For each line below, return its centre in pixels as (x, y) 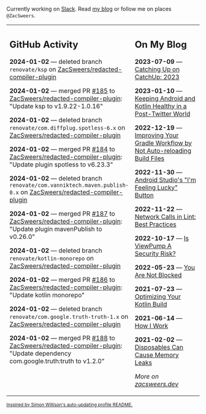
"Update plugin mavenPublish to (56, 228)
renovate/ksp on (33, 69)
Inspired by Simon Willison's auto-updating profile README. (70, 405)
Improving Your (157, 135)
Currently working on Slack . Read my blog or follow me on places (89, 9)
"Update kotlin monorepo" (47, 295)
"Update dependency (40, 353)
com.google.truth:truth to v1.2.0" (57, 361)
